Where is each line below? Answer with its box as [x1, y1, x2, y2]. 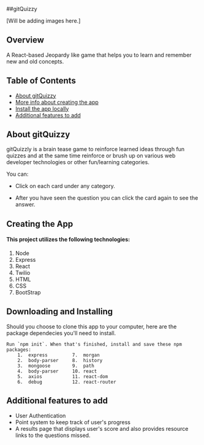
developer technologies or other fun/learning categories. [6, 159, 150, 166]
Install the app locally [15, 104, 69, 112]
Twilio [15, 269, 31, 277]
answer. [15, 201, 36, 208]
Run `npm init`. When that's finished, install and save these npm [6, 341, 183, 347]
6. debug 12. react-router [17, 379, 116, 385]
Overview [6, 35, 45, 45]
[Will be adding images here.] [6, 17, 81, 24]
